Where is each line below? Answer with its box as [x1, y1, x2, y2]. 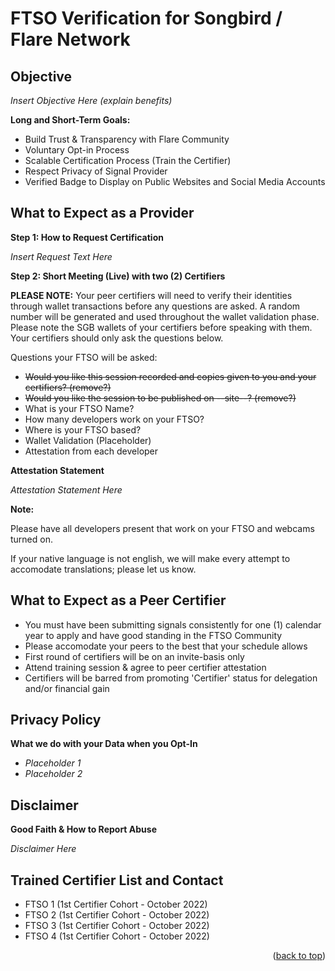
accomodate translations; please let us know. [10, 563, 197, 575]
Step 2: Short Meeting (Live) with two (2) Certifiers [10, 270, 226, 282]
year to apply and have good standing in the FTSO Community [24, 629, 283, 641]
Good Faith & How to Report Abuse [10, 823, 157, 836]
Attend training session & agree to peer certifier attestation [24, 661, 267, 673]
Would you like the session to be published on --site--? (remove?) [24, 392, 297, 404]
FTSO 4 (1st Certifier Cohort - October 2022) [24, 930, 210, 942]
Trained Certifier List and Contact [10, 872, 224, 889]
